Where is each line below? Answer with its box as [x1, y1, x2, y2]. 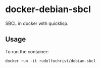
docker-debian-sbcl [5, 4, 91, 15]
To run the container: [5, 48, 49, 54]
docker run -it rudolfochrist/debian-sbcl [5, 58, 96, 63]
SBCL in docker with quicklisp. [5, 20, 69, 26]
